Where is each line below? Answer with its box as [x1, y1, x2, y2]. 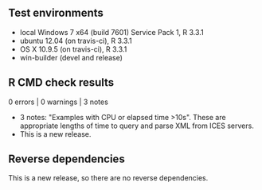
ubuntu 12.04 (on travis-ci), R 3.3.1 [19, 36, 133, 45]
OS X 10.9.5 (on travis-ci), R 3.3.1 [19, 44, 127, 54]
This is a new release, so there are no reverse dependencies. [8, 173, 209, 183]
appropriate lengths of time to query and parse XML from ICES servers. [19, 121, 255, 130]
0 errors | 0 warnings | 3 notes [8, 97, 109, 107]
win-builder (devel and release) [19, 52, 123, 62]
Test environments [8, 6, 104, 20]
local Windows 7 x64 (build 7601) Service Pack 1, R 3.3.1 [19, 27, 205, 37]
